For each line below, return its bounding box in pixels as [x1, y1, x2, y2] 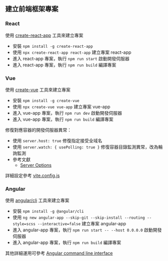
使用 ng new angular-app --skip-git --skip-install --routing [12, 214, 145, 220]
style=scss [12, 222, 36, 227]
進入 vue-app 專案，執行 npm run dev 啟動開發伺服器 [12, 110, 123, 116]
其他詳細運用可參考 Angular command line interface [5, 250, 113, 256]
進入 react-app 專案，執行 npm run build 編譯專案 [12, 62, 117, 68]
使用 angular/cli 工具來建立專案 [5, 198, 70, 204]
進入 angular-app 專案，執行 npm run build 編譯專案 [12, 239, 122, 245]
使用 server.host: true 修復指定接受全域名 [12, 137, 102, 143]
